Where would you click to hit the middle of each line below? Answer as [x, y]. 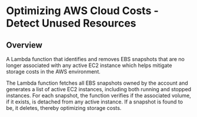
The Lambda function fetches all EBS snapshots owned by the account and [97, 83]
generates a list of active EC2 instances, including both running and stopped [99, 89]
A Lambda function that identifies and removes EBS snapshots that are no [96, 59]
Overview [24, 45]
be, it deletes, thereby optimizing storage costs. [64, 108]
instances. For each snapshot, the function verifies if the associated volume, [98, 96]
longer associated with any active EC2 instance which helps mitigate [89, 65]
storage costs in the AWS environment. [54, 71]
